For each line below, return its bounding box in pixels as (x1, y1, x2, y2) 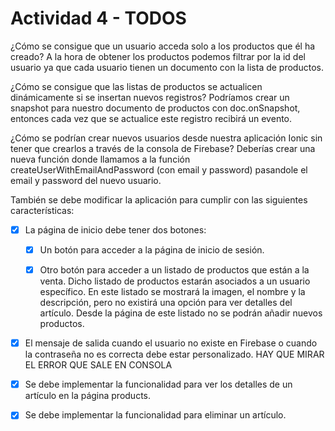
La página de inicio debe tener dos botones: (24, 223, 207, 236)
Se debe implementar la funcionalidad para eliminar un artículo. (24, 409, 287, 421)
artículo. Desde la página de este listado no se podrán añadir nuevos (39, 307, 323, 319)
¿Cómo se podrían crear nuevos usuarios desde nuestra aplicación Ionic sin (10, 132, 323, 144)
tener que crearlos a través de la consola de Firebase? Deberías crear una (10, 142, 316, 154)
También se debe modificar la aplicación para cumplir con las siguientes (10, 193, 308, 206)
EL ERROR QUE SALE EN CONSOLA (24, 359, 173, 371)
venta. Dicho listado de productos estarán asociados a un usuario (39, 275, 311, 287)
